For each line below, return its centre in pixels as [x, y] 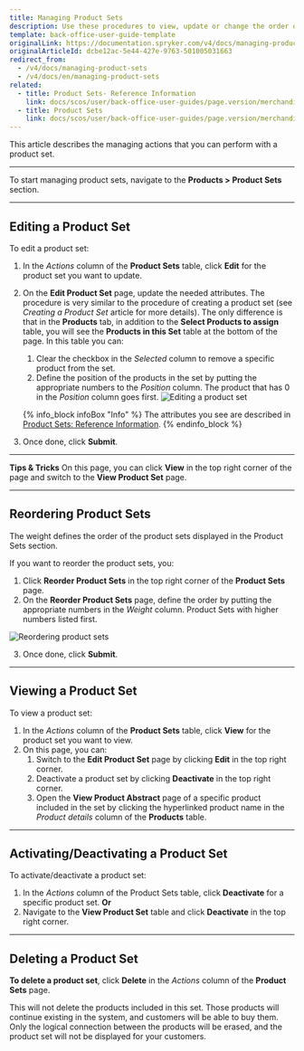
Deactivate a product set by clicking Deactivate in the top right [153, 778]
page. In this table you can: [73, 341]
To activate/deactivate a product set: [78, 876]
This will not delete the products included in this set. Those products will [144, 1008]
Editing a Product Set [70, 227]
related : [26, 85]
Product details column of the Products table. [121, 817]
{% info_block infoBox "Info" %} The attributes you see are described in [157, 414]
